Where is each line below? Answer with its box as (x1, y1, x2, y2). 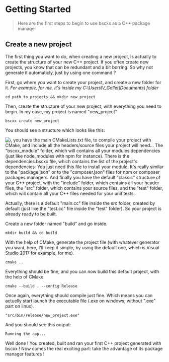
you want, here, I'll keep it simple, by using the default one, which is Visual (5, 244, 159, 250)
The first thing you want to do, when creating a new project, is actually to (5, 53, 157, 59)
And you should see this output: (5, 321, 71, 328)
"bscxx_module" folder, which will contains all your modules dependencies (5, 148, 160, 154)
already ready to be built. (5, 210, 57, 217)
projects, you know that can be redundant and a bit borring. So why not (5, 64, 153, 70)
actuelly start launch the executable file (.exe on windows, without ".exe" (5, 298, 156, 304)
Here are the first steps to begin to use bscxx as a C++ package (17, 20, 150, 26)
